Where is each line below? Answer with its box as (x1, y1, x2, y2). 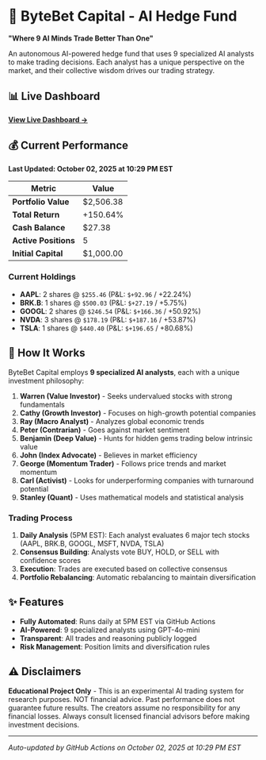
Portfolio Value (12, 196, 70, 207)
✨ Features (8, 596, 64, 609)
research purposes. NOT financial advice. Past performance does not (8, 694, 235, 704)
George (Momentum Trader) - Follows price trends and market (19, 458, 227, 468)
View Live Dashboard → (8, 114, 89, 124)
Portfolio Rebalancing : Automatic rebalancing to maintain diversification (19, 572, 256, 582)
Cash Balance (12, 222, 66, 233)
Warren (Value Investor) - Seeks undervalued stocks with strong (19, 391, 233, 400)
